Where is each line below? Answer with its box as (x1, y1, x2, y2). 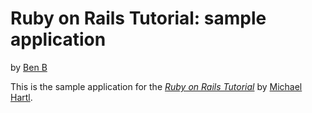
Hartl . (10, 91, 33, 103)
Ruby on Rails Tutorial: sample (10, 7, 267, 30)
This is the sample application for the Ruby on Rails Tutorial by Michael (10, 80, 303, 92)
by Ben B (10, 61, 48, 73)
